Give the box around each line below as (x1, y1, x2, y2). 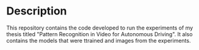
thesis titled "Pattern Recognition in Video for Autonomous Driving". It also (6, 30, 193, 37)
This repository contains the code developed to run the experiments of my (6, 24, 194, 31)
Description (6, 4, 67, 18)
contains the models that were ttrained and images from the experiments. (6, 37, 191, 44)
